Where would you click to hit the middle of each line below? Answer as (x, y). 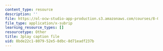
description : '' (21, 14)
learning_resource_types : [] (34, 28)
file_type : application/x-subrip (39, 23)
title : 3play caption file (32, 37)
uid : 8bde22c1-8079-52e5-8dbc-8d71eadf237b (50, 41)
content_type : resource (29, 9)
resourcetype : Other (26, 32)
